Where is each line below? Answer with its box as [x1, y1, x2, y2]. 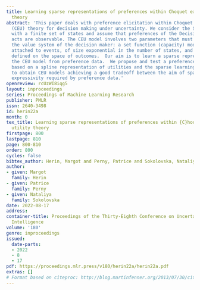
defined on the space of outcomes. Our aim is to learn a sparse [11, 53, 180, 59]
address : [6, 208, 28, 214]
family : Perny [11, 186, 46, 192]
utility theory [11, 125, 49, 131]
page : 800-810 [6, 141, 42, 148]
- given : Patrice [6, 180, 49, 186]
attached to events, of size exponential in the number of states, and [11, 48, 193, 54]
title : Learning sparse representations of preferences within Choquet [6, 8, 187, 15]
